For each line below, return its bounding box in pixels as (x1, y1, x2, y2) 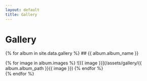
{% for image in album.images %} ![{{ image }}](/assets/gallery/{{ (5, 60, 142, 66)
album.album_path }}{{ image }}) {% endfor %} (5, 65, 103, 71)
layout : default (5, 7, 40, 13)
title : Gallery (5, 12, 38, 17)
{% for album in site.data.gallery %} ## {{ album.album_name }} (5, 50, 139, 56)
